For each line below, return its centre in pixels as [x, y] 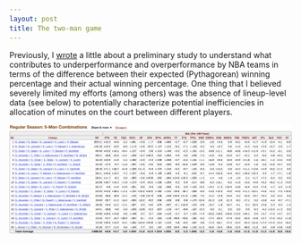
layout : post [34, 19]
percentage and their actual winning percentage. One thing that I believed [146, 83]
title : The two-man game [56, 28]
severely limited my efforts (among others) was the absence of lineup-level [148, 93]
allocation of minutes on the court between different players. [121, 112]
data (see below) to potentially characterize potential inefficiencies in [137, 102]
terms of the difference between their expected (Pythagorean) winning [140, 74]
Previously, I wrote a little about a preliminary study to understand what [141, 54]
